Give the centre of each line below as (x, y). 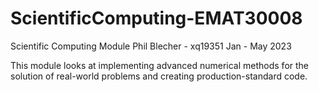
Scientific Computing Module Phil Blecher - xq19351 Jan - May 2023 (151, 46)
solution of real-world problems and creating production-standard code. (159, 76)
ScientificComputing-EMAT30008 (156, 18)
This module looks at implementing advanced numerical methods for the (160, 65)
